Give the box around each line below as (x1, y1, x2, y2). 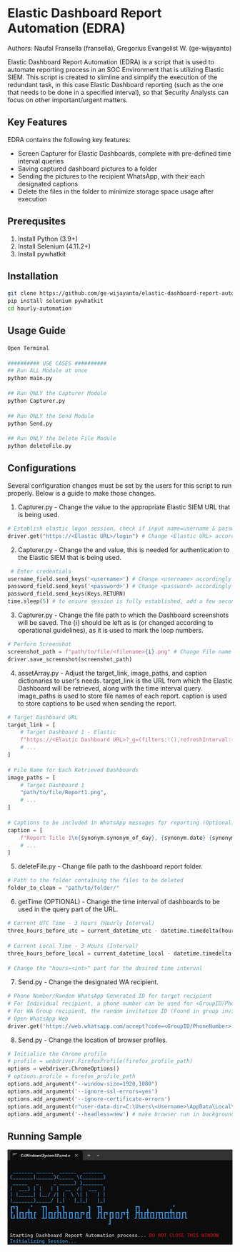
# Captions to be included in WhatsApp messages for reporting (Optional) (7, 819, 235, 826)
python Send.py (7, 420, 53, 427)
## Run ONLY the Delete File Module (7, 435, 116, 442)
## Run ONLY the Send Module (7, 412, 94, 419)
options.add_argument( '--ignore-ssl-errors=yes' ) (7, 1088, 159, 1095)
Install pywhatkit (17, 249, 66, 258)
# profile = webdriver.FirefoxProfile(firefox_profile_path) (7, 1058, 194, 1065)
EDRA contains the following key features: (7, 135, 131, 144)
